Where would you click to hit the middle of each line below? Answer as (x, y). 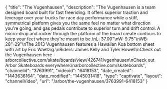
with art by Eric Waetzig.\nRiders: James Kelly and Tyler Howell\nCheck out (83, 49)
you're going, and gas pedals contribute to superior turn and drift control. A (83, 28)
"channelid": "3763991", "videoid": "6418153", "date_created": (69, 71)
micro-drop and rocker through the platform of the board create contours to (83, 34)
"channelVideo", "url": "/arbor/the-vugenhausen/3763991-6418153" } (76, 81)
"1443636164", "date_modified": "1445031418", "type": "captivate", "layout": (84, 76)
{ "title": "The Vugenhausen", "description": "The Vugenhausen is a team (80, 7)
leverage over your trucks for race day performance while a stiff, (72, 18)
